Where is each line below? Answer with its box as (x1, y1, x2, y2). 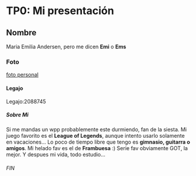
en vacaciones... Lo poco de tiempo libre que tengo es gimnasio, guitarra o (6, 138, 190, 145)
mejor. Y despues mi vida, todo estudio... (6, 151, 106, 158)
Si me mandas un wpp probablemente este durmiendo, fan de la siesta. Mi (6, 126, 187, 133)
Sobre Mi (6, 111, 29, 118)
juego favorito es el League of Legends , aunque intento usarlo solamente (6, 132, 185, 140)
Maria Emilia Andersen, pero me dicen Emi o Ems (6, 43, 126, 50)
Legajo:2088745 (6, 98, 46, 105)
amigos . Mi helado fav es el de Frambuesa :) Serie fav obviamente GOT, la (6, 145, 188, 152)
